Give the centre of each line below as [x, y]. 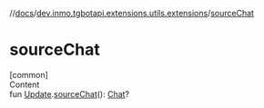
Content [25, 84]
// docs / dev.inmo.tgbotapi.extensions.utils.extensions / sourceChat [132, 13]
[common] [29, 74]
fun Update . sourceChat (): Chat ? [70, 93]
